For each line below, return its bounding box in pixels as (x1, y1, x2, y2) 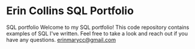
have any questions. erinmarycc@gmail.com (6, 36, 116, 43)
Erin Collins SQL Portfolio (6, 4, 134, 18)
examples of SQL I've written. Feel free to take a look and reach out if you (6, 30, 188, 37)
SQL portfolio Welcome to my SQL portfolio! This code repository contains (6, 24, 190, 31)
